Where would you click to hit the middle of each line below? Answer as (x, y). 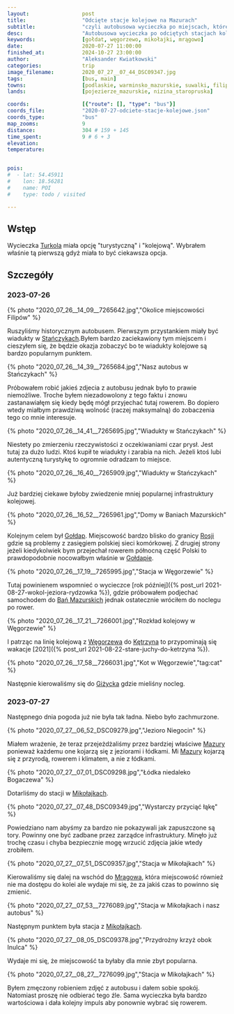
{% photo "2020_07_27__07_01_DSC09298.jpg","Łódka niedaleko (99, 772)
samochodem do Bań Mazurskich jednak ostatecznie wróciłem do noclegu (114, 600)
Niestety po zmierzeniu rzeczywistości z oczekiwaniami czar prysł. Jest (110, 444)
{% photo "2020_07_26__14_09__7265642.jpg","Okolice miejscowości (106, 310)
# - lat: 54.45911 (36, 175)
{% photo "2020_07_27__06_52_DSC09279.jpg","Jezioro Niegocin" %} (107, 730)
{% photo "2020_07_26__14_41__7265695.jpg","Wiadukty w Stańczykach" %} (117, 431)
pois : (15, 168)
